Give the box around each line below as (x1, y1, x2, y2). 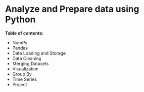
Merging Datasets (12, 61, 49, 66)
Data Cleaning (12, 55, 42, 61)
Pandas (12, 45, 28, 51)
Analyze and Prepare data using (5, 3, 140, 15)
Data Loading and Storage (12, 50, 66, 56)
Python (5, 14, 36, 25)
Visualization (12, 65, 39, 72)
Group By (12, 71, 32, 77)
